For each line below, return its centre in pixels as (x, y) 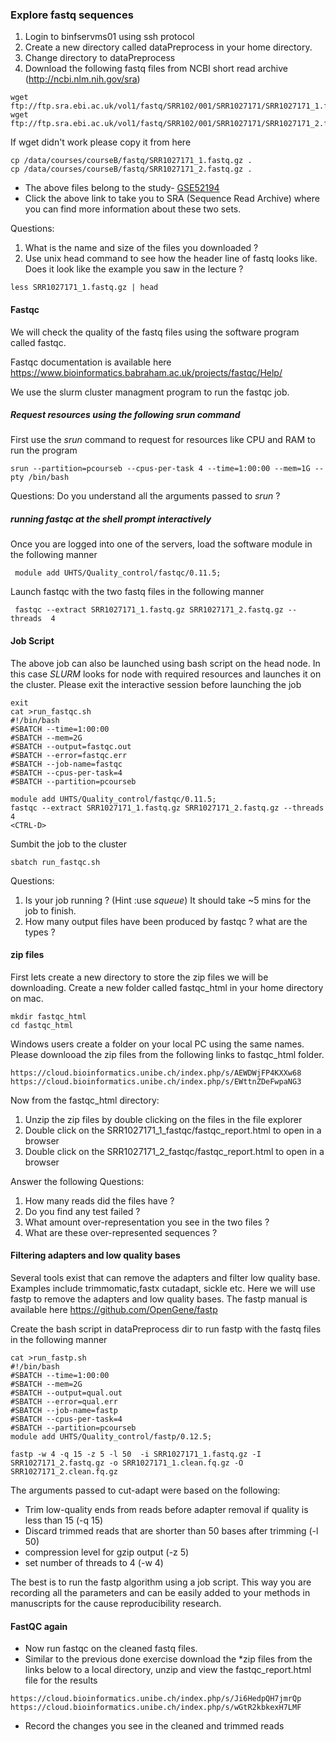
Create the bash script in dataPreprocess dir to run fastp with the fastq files (166, 1329)
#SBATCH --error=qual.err (64, 1402)
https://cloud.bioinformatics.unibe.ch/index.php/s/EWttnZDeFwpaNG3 (156, 1081)
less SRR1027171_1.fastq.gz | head (84, 288)
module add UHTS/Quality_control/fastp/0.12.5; (111, 1437)
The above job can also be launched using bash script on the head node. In (165, 663)
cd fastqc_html (42, 1025)
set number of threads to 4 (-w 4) (94, 1563)
